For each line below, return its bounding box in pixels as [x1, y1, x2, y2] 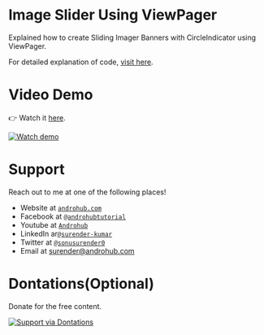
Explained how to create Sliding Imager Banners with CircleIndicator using [8, 33, 257, 42]
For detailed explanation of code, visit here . [8, 57, 154, 67]
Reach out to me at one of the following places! [8, 187, 167, 197]
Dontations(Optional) [8, 275, 154, 293]
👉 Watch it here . [8, 112, 67, 123]
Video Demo [8, 85, 93, 104]
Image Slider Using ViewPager [8, 6, 218, 24]
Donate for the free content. [8, 301, 102, 311]
